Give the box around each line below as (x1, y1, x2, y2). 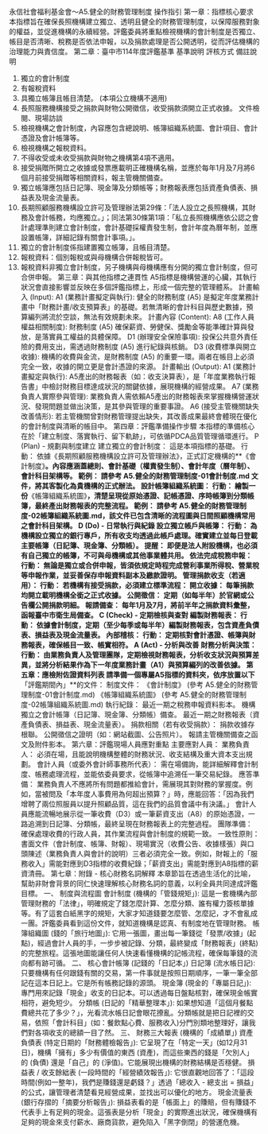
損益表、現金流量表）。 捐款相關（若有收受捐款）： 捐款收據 (55, 720, 248, 729)
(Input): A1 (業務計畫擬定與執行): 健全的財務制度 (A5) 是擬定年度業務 (29, 293, 253, 301)
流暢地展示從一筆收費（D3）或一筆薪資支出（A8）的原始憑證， (41, 810, 249, 818)
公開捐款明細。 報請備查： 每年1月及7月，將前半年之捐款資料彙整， (34, 600, 254, 610)
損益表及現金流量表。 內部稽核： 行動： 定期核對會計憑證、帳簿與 (34, 631, 249, 639)
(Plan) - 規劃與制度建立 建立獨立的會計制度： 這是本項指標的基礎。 (20, 441, 239, 451)
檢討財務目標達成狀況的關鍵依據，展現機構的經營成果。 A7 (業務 (48, 382, 259, 391)
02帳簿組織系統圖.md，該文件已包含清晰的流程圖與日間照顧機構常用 (31, 511, 255, 520)
